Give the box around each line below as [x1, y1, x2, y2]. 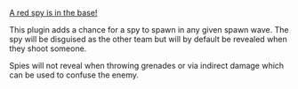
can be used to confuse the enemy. [9, 70, 140, 80]
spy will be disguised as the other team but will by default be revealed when [9, 34, 287, 44]
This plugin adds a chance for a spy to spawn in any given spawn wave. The [9, 25, 289, 34]
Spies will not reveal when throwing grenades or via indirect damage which [9, 61, 285, 70]
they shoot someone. [9, 43, 87, 54]
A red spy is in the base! [9, 8, 98, 18]
